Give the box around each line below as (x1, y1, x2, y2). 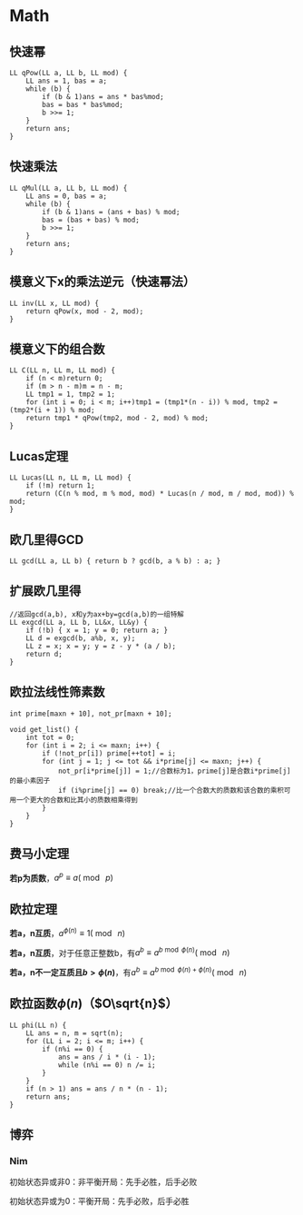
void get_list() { (9, 725, 79, 734)
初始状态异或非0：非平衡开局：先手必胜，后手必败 (9, 1177, 198, 1188)
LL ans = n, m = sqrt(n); (25, 1028, 124, 1038)
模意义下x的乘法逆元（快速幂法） (9, 274, 196, 290)
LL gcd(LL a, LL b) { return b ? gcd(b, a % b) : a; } (9, 557, 221, 566)
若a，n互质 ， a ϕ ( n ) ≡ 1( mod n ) (9, 925, 125, 938)
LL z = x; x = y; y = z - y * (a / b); (25, 641, 177, 650)
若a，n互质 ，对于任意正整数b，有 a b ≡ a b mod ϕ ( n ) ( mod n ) (9, 945, 230, 958)
